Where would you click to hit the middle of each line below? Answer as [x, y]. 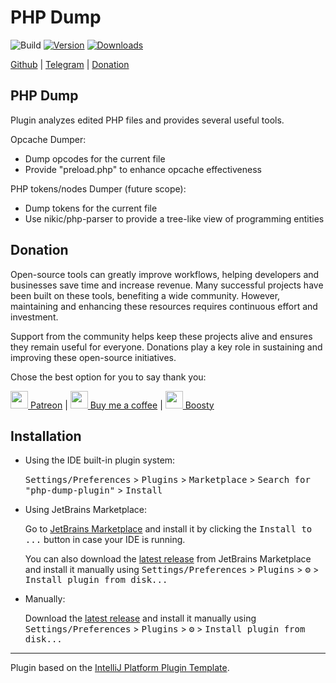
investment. [34, 317]
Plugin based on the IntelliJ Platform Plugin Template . [120, 668]
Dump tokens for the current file [91, 208]
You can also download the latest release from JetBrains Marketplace [168, 559]
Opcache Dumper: [48, 139]
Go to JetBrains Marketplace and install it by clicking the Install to [168, 529]
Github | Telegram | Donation [70, 64]
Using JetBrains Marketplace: [85, 510]
